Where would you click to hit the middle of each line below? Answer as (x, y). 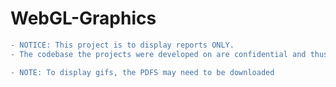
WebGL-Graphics (83, 18)
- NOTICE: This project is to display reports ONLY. (122, 45)
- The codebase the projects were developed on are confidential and (158, 54)
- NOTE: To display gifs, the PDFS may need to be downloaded (142, 72)
